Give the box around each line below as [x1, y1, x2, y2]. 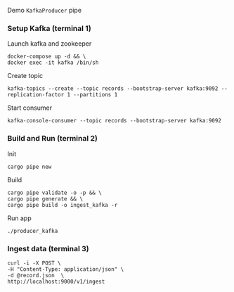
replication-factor [7, 91, 65, 99]
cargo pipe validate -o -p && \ [7, 189, 102, 196]
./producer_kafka [7, 227, 58, 234]
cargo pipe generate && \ [7, 195, 83, 203]
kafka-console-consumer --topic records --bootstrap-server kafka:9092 [7, 118, 221, 125]
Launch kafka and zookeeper [7, 39, 92, 48]
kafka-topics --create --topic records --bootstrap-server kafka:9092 [7, 85, 219, 92]
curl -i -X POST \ [7, 260, 61, 267]
